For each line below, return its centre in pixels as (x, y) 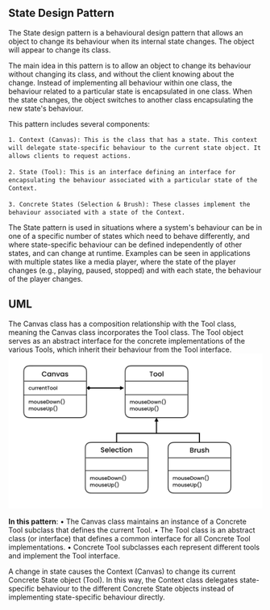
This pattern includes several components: (79, 123)
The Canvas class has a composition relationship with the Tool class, (123, 324)
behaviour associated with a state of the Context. (97, 212)
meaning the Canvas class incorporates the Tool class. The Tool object (126, 332)
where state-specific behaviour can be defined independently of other (125, 244)
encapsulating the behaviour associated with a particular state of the (133, 180)
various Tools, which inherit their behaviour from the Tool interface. (120, 349)
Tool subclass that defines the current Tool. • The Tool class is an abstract (132, 530)
